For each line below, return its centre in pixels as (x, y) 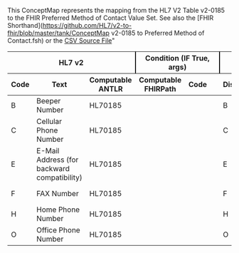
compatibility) (60, 177)
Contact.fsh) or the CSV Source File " (61, 41)
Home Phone (58, 210)
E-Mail (48, 151)
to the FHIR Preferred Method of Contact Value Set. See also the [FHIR (111, 18)
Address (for (58, 160)
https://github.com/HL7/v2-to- (87, 25)
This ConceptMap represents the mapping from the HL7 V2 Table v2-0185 (116, 10)
